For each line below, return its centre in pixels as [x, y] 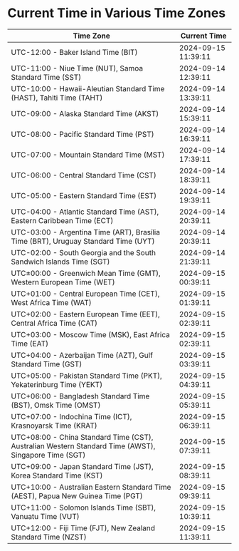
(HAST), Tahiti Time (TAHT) [57, 98]
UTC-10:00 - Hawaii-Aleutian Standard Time [88, 88]
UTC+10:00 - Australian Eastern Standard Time [91, 487]
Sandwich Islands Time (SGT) [60, 262]
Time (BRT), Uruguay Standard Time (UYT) [83, 241]
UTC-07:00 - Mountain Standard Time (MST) [88, 155]
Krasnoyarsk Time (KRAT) [54, 426]
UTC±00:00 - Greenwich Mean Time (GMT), [86, 273]
